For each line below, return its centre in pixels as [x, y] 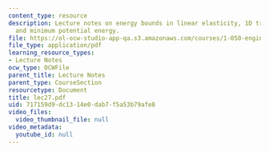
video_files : [30, 113]
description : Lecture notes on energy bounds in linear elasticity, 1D [130, 23]
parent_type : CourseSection [55, 82]
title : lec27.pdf [37, 97]
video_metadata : [35, 127]
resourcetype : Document [48, 90]
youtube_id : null [44, 134]
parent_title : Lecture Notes [57, 75]
